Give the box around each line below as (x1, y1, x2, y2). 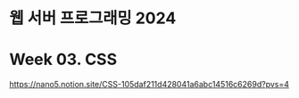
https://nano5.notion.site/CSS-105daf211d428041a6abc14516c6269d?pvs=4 (9, 79, 290, 90)
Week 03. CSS (9, 50, 118, 69)
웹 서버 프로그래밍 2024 (9, 8, 177, 29)
